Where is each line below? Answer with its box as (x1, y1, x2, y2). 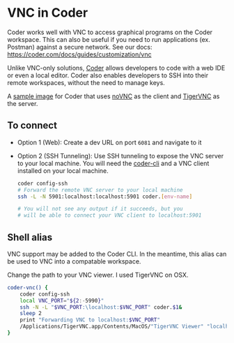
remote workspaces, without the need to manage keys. (7, 78, 165, 86)
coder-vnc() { (7, 284, 49, 291)
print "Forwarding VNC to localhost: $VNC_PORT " (19, 317, 160, 323)
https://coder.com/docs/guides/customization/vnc (7, 50, 152, 59)
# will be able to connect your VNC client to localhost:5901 (17, 212, 202, 219)
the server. (7, 99, 38, 107)
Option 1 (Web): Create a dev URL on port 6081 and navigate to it (17, 138, 202, 146)
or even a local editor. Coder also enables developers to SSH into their (7, 71, 209, 79)
